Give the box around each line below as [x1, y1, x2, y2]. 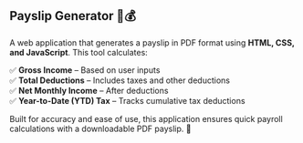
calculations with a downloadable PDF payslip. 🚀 [9, 123, 192, 134]
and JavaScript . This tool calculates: [9, 46, 148, 57]
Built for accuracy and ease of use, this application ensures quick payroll [9, 113, 283, 124]
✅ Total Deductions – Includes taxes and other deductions [9, 75, 231, 86]
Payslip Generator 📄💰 [9, 8, 137, 24]
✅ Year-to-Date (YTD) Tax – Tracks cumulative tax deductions [9, 95, 246, 106]
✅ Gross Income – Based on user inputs [9, 64, 161, 76]
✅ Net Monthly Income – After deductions [9, 85, 169, 96]
